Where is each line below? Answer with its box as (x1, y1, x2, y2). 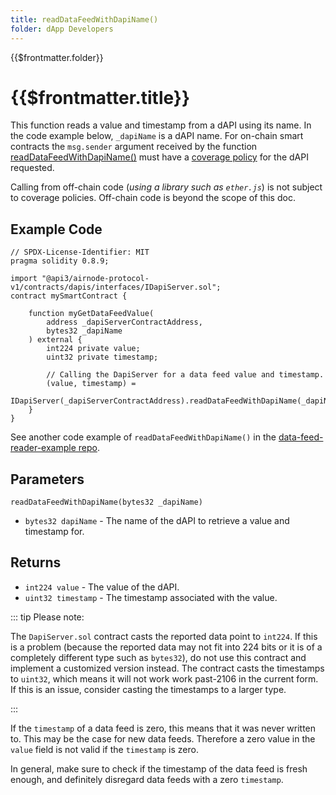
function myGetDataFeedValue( (28, 309, 155, 319)
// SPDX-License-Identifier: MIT (10, 247, 150, 258)
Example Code (10, 221, 103, 238)
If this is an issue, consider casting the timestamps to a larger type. (10, 683, 287, 695)
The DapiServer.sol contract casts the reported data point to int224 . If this (10, 630, 318, 642)
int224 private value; (46, 344, 141, 354)
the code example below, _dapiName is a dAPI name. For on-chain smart (10, 130, 304, 142)
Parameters (10, 471, 85, 488)
